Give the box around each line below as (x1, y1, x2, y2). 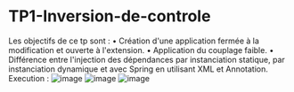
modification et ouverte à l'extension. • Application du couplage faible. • (8, 44, 274, 55)
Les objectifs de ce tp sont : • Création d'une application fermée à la (8, 35, 260, 46)
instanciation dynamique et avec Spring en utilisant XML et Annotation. (8, 64, 269, 74)
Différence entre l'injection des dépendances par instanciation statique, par (8, 54, 286, 65)
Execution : (8, 73, 50, 83)
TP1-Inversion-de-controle (8, 6, 211, 27)
